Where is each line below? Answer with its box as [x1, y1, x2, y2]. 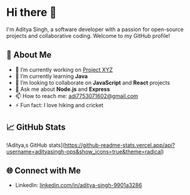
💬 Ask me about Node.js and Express [15, 85, 110, 93]
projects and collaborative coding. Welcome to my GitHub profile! [6, 32, 171, 39]
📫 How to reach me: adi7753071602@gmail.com [15, 92, 139, 99]
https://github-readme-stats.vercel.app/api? [65, 141, 175, 149]
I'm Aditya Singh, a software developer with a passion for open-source [6, 26, 184, 33]
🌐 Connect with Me [6, 165, 81, 175]
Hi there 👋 [6, 5, 57, 19]
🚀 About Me [6, 50, 52, 60]
